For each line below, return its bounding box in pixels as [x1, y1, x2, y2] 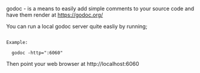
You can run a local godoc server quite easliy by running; [6, 23, 148, 30]
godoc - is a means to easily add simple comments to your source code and [6, 5, 195, 12]
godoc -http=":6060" [11, 50, 63, 56]
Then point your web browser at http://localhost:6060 [6, 61, 139, 67]
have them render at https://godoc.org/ [6, 11, 103, 18]
